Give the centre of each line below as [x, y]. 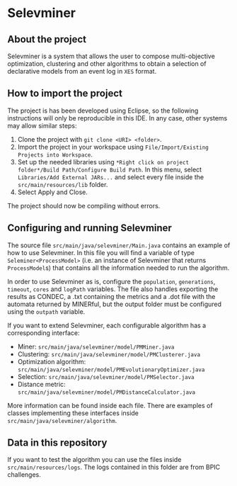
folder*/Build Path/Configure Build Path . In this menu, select [110, 169]
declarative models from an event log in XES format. [82, 71]
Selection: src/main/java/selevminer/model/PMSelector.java [106, 376]
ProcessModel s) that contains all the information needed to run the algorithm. [118, 268]
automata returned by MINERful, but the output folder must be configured [114, 304]
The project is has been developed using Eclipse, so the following [103, 111]
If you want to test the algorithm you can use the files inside [94, 460]
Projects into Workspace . [55, 154]
